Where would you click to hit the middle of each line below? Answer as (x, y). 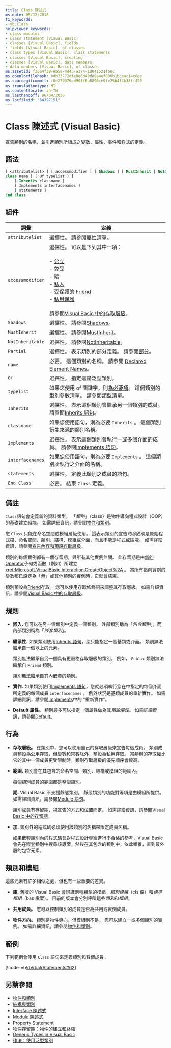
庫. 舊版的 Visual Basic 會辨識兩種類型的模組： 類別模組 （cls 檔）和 (83, 892)
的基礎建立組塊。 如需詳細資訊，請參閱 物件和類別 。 (59, 522)
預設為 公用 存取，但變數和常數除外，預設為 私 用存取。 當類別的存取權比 (91, 754)
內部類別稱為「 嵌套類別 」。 (40, 630)
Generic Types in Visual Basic (44, 1034)
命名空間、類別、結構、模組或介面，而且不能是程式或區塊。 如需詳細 (91, 540)
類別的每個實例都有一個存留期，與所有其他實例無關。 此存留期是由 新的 (79, 557)
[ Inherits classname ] (40, 181)
